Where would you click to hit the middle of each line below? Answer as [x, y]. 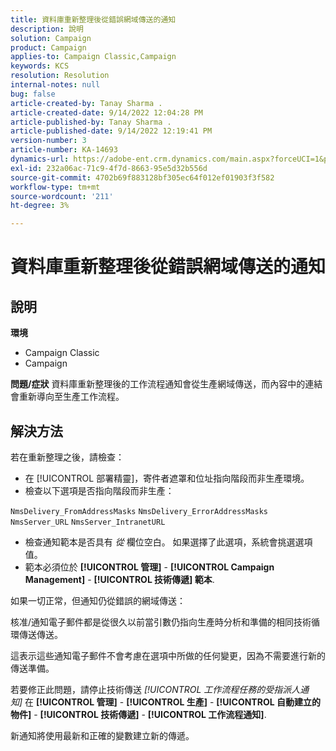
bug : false [33, 94]
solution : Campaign [51, 38]
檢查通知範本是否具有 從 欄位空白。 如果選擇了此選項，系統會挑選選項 [168, 542]
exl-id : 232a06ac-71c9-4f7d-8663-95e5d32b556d [109, 168]
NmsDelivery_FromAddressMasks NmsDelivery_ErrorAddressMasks [139, 511]
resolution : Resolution [60, 76]
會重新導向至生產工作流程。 [67, 397]
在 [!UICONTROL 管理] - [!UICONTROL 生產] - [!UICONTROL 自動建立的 [172, 702]
